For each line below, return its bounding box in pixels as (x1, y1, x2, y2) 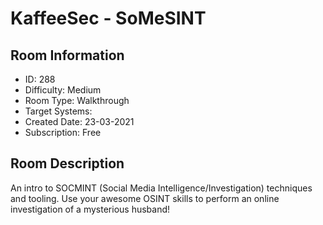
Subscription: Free (24, 127, 102, 138)
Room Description (10, 155, 125, 172)
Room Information (10, 47, 125, 64)
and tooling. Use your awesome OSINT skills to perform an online (10, 192, 280, 204)
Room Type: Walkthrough (24, 95, 130, 106)
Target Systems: (24, 105, 93, 117)
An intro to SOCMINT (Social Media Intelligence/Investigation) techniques (10, 182, 313, 194)
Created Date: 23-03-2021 (24, 116, 135, 127)
